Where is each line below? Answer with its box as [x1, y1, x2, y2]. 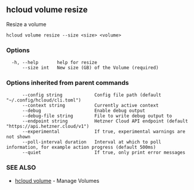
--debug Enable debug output [21, 108, 146, 114]
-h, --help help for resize [11, 60, 97, 66]
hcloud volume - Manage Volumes [14, 177, 100, 184]
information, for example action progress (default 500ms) [6, 145, 156, 151]
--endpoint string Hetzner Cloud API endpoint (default [21, 118, 188, 124]
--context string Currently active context [21, 103, 159, 109]
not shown [6, 134, 31, 140]
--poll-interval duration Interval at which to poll [21, 139, 162, 145]
